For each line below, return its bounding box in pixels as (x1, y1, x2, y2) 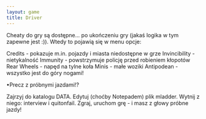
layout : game (6, 9, 40, 15)
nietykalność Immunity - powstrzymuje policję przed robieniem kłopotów (6, 56, 191, 63)
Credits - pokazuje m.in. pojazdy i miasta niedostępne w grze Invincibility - (6, 49, 195, 57)
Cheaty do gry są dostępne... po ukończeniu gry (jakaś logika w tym (6, 31, 179, 38)
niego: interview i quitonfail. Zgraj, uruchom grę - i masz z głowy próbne (6, 99, 189, 107)
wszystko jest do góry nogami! (6, 69, 84, 76)
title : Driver (6, 15, 43, 21)
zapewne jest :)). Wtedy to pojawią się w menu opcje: (6, 38, 142, 45)
